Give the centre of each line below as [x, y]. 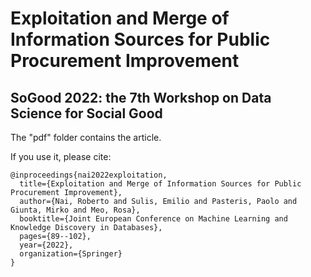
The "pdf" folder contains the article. [86, 137]
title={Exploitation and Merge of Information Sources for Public [160, 184]
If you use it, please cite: [61, 156]
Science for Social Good [86, 113]
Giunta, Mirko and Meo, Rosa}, [75, 210]
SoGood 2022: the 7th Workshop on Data [141, 97]
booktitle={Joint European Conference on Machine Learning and [153, 219]
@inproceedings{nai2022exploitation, [89, 175]
